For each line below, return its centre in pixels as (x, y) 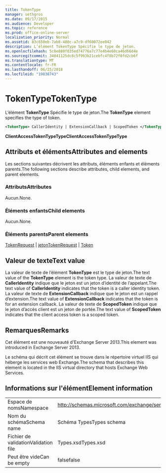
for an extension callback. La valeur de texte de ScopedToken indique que (81, 304)
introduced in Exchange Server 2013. (43, 348)
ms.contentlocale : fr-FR (31, 65)
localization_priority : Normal (37, 38)
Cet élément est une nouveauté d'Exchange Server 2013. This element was (81, 342)
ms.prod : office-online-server (37, 33)
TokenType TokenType (51, 99)
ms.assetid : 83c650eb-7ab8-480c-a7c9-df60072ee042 (58, 42)
